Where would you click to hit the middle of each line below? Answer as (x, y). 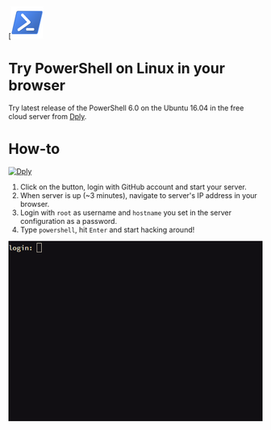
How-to (34, 149)
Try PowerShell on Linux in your (117, 69)
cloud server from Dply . (48, 116)
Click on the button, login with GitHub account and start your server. (133, 187)
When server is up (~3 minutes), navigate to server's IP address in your (139, 195)
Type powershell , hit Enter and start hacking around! (107, 229)
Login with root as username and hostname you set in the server (126, 213)
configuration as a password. (69, 221)
